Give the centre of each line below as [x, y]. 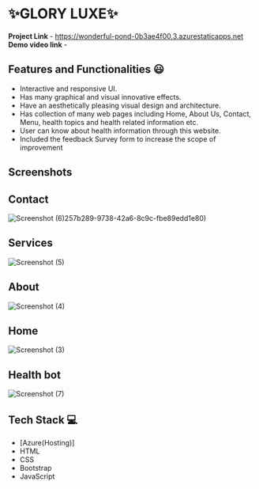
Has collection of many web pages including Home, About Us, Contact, [135, 114]
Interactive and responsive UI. [68, 89]
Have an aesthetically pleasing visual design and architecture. [120, 105]
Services [31, 243]
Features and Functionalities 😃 [86, 69]
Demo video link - [38, 44]
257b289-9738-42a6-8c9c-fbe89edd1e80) [135, 218]
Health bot [35, 375]
